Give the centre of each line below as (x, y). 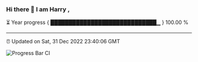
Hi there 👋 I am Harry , (38, 9)
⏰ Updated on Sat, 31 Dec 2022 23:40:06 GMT (63, 42)
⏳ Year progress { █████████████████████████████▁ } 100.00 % (97, 22)
